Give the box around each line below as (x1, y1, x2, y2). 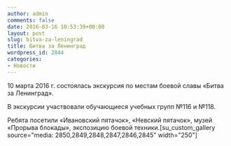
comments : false (7, 17, 55, 24)
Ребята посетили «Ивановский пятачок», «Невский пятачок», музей (7, 116, 212, 124)
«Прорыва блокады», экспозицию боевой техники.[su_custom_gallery (7, 123, 216, 131)
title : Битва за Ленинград (7, 43, 86, 50)
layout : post (7, 29, 45, 37)
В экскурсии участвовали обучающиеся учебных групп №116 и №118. (7, 102, 216, 110)
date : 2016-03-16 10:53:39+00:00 (7, 23, 105, 30)
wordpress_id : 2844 (7, 50, 64, 57)
